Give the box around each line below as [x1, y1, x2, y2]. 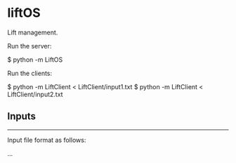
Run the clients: [7, 69, 53, 77]
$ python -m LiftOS [7, 55, 63, 64]
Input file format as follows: [7, 136, 86, 144]
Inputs [7, 110, 37, 122]
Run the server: [7, 41, 52, 50]
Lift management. [7, 28, 58, 37]
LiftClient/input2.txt [7, 90, 63, 98]
